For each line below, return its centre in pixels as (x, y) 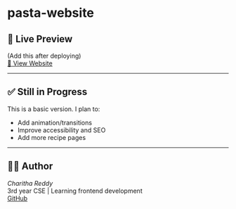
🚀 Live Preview (40, 39)
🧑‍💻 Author (30, 166)
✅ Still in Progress (47, 92)
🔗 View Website (30, 63)
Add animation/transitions (55, 122)
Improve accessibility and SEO (61, 130)
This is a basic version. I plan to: (54, 109)
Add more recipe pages (52, 137)
